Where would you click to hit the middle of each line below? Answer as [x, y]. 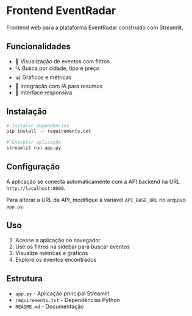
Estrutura [25, 279]
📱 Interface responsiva [44, 93]
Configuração [33, 167]
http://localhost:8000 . [36, 188]
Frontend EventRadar [61, 11]
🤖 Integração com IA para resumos [59, 86]
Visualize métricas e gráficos [52, 253]
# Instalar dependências [38, 125]
